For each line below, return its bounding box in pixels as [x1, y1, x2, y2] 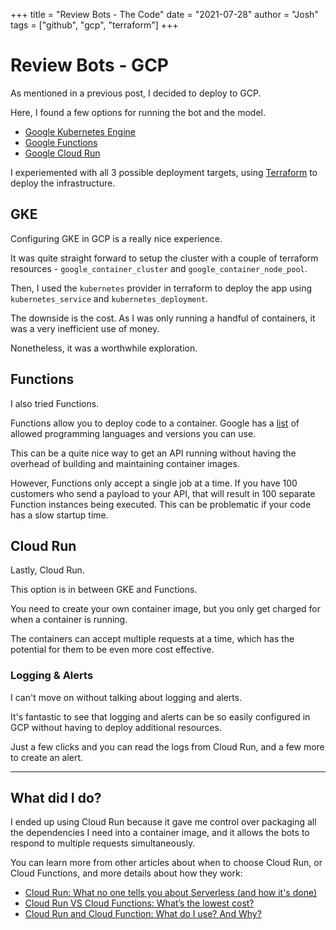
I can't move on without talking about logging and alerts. [10, 691, 243, 703]
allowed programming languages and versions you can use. [10, 427, 257, 439]
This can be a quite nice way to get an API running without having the [10, 447, 297, 459]
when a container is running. [10, 614, 128, 626]
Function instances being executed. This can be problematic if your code [10, 498, 312, 510]
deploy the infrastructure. [10, 177, 116, 189]
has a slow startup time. [10, 509, 109, 521]
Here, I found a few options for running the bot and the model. [10, 106, 266, 118]
